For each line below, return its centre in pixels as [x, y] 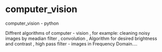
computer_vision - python [32, 23]
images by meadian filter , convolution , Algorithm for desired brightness [81, 38]
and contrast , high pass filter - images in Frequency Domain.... [71, 43]
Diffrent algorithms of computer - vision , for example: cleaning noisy [78, 33]
